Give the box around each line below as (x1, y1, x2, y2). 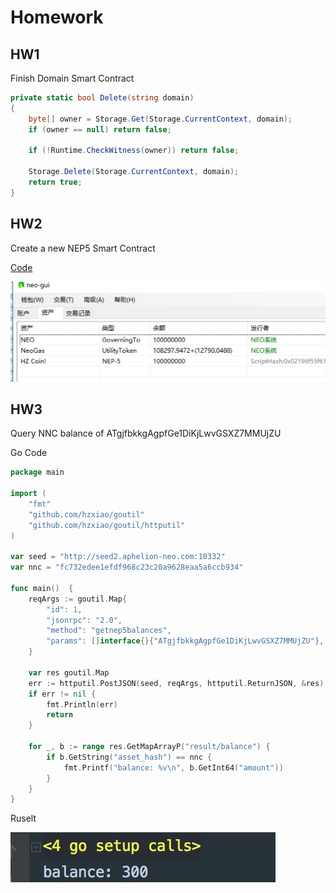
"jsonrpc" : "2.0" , (46, 615, 123, 625)
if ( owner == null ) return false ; (28, 124, 172, 135)
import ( (10, 489, 47, 499)
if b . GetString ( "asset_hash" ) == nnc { (46, 752, 213, 762)
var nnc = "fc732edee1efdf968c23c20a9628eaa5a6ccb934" (10, 562, 244, 573)
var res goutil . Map (28, 667, 110, 678)
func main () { (10, 583, 74, 593)
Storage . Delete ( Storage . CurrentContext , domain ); (28, 167, 240, 177)
